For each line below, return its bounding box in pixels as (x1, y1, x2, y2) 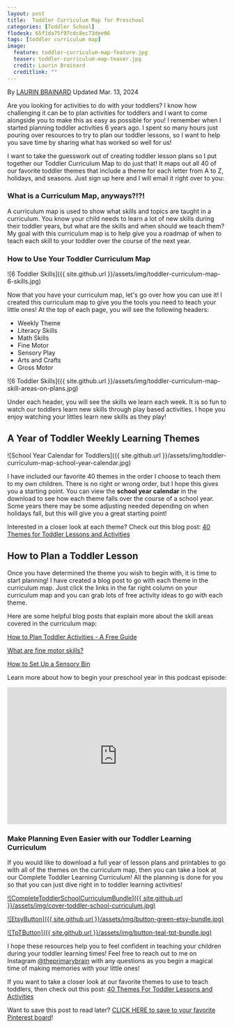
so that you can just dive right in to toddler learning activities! (7, 880, 183, 889)
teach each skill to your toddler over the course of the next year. (7, 236, 192, 244)
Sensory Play (17, 349, 56, 357)
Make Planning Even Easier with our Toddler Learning (7, 834, 192, 843)
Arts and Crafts (17, 356, 61, 364)
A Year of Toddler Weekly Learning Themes (7, 433, 200, 444)
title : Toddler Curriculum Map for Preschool (7, 17, 145, 24)
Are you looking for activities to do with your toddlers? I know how (7, 101, 197, 109)
